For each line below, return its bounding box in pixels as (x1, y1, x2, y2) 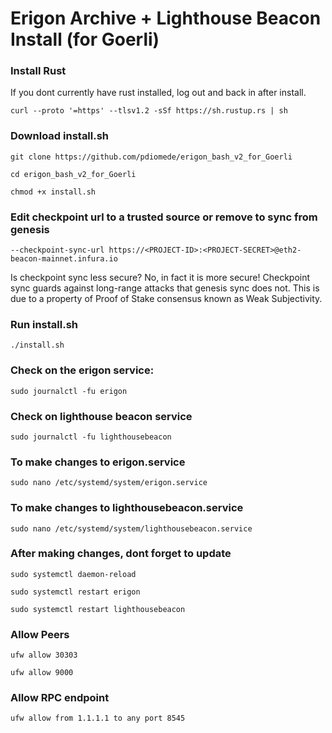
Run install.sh (10, 318, 79, 331)
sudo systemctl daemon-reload (10, 569, 137, 579)
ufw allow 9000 (10, 668, 74, 678)
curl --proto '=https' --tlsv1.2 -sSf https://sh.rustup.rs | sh (10, 106, 288, 116)
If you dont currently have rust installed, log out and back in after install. (10, 87, 307, 99)
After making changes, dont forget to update (10, 547, 232, 561)
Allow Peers (10, 627, 70, 641)
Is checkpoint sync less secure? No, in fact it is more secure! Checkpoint (10, 272, 311, 284)
